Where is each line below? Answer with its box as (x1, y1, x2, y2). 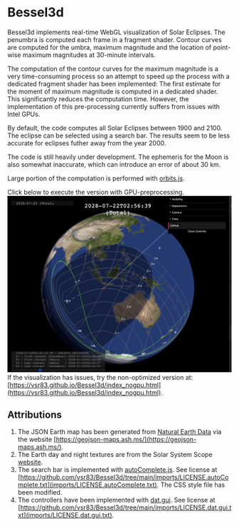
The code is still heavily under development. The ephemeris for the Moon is (7, 153, 229, 161)
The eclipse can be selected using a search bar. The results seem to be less (7, 131, 230, 140)
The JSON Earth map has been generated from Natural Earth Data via (17, 428, 222, 436)
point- (213, 43, 231, 51)
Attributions (7, 409, 63, 421)
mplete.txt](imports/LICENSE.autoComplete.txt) (17, 480, 158, 489)
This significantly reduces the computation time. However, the (7, 94, 189, 103)
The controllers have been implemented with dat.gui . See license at (17, 496, 216, 505)
